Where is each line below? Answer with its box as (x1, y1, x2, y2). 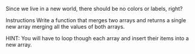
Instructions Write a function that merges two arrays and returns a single (5, 17, 187, 23)
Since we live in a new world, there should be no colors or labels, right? (5, 5, 183, 12)
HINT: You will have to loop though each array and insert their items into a (5, 35, 190, 41)
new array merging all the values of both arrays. (5, 23, 125, 30)
